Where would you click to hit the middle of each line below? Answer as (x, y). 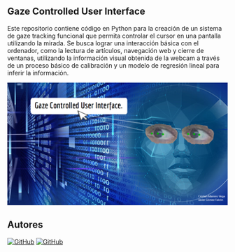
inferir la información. (38, 73)
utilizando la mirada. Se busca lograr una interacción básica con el (103, 43)
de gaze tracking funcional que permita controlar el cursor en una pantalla (114, 36)
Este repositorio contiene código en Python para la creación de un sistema (115, 28)
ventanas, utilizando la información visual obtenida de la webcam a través (114, 58)
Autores (25, 225)
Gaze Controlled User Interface (76, 12)
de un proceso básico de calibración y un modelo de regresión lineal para (113, 65)
